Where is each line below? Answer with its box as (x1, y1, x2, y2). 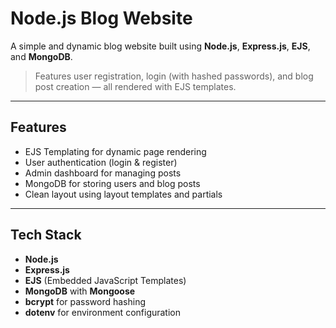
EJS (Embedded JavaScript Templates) (24, 274, 187, 286)
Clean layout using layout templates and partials (24, 188, 223, 200)
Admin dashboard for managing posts (24, 167, 182, 179)
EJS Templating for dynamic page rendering (24, 145, 207, 157)
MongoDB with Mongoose (24, 285, 136, 297)
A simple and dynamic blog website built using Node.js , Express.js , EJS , (10, 40, 311, 52)
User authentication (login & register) (24, 156, 178, 168)
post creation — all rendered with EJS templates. (34, 80, 237, 92)
